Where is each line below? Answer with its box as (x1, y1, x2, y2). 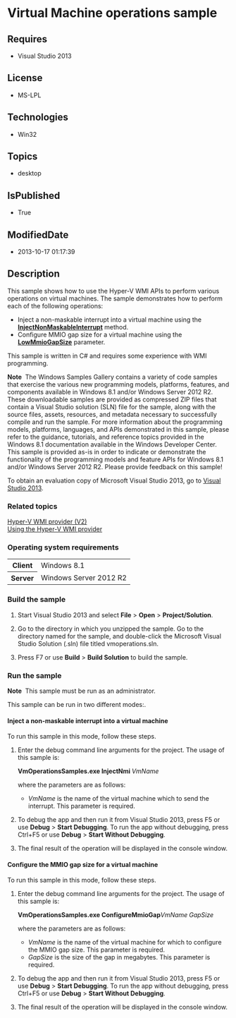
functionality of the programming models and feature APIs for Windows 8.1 (7, 455, 224, 463)
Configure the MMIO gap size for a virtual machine (7, 860, 159, 868)
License (7, 72, 43, 84)
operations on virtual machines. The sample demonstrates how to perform (7, 294, 223, 303)
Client (12, 561, 33, 571)
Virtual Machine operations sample (7, 5, 218, 21)
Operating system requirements (7, 543, 119, 552)
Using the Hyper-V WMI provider (7, 525, 103, 533)
